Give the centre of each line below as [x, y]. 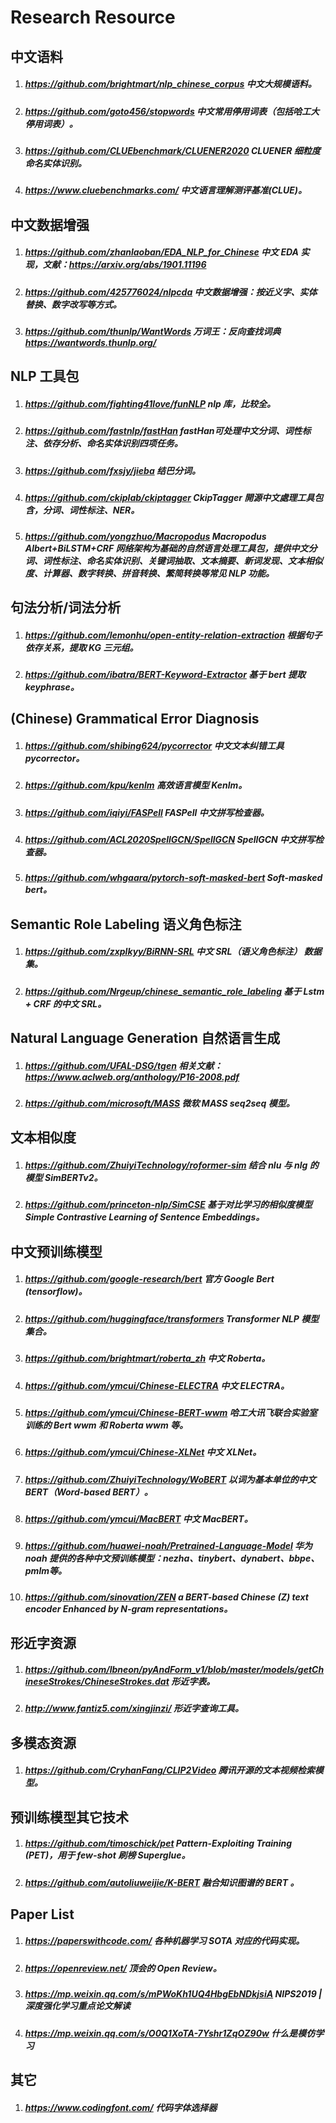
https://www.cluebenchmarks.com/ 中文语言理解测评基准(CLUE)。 [166, 190]
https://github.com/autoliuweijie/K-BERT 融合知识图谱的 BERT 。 [162, 1882]
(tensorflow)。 [56, 1292]
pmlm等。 [45, 1571]
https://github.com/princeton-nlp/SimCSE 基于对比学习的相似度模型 [168, 1205]
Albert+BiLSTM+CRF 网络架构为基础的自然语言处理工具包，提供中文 [166, 548]
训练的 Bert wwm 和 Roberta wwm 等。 [106, 1425]
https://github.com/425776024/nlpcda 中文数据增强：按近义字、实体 [171, 292]
